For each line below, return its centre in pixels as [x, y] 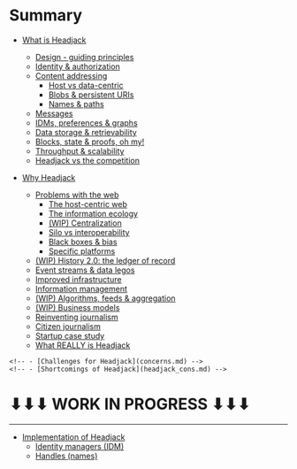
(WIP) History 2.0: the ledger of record [105, 260]
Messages [54, 113]
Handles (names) [66, 456]
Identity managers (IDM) [80, 446]
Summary [46, 15]
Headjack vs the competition [87, 160]
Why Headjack [49, 177]
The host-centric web [88, 204]
